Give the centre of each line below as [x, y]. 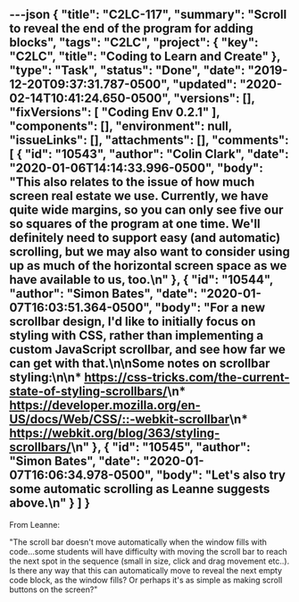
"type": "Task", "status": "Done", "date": [127, 71]
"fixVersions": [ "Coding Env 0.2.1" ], [115, 112]
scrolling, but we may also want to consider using [149, 252]
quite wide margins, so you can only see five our [146, 210]
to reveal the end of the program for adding [131, 29]
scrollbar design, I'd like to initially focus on [133, 322]
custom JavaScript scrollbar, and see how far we [147, 350]
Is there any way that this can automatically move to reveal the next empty [146, 570]
